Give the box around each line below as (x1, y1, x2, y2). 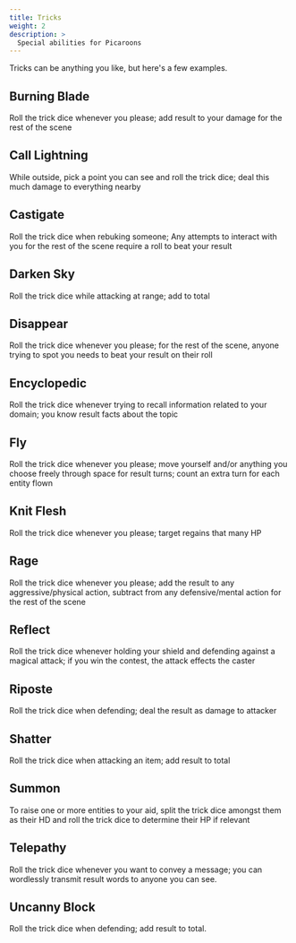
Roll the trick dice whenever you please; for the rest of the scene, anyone (9, 340, 280, 350)
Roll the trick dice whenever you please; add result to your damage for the (9, 113, 283, 124)
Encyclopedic (9, 376, 88, 391)
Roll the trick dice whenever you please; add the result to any (9, 577, 235, 588)
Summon (9, 781, 61, 796)
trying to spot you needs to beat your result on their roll (9, 350, 213, 360)
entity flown (9, 477, 54, 489)
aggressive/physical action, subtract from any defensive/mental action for (9, 586, 282, 597)
